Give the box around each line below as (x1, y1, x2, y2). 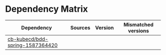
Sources (70, 24, 90, 31)
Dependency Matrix (5, 3, 88, 15)
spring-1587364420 (7, 42, 58, 49)
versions (128, 27, 149, 34)
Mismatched (123, 21, 154, 28)
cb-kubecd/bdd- (7, 35, 48, 42)
